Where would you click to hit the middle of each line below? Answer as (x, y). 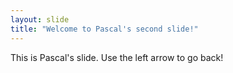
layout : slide (40, 19)
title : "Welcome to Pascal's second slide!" (104, 29)
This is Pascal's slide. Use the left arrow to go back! (117, 57)
